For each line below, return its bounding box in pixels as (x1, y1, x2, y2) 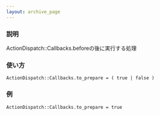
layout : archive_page (6, 8, 61, 15)
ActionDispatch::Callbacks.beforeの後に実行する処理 (6, 44, 137, 52)
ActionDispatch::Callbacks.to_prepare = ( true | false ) (6, 75, 155, 81)
